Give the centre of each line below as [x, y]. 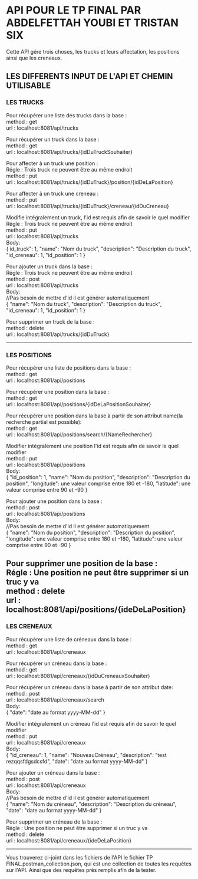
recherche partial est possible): [44, 422]
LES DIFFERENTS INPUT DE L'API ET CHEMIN [90, 76]
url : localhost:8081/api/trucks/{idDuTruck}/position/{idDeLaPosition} [90, 182]
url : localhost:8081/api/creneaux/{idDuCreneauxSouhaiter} [78, 676]
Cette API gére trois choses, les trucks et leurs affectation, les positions [93, 51]
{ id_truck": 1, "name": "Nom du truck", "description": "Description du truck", [99, 249]
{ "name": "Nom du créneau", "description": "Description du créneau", [91, 804]
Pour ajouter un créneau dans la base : [53, 772]
